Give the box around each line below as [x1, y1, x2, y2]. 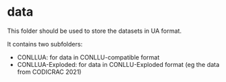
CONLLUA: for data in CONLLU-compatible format [16, 53, 160, 61]
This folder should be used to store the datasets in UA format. [7, 27, 182, 35]
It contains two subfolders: [7, 40, 83, 48]
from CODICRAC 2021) [16, 68, 82, 76]
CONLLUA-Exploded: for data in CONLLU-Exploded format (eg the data [16, 60, 220, 68]
